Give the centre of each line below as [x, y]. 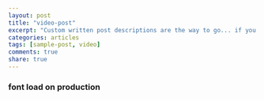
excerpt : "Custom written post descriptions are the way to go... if [125, 30]
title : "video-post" [42, 23]
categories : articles [44, 37]
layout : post [30, 15]
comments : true [33, 52]
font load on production [55, 87]
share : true [28, 60]
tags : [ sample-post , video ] [55, 45]
